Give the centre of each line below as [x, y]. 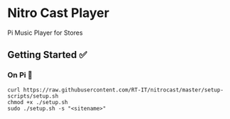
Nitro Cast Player [59, 13]
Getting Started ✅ [47, 55]
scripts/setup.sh [33, 96]
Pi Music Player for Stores [45, 33]
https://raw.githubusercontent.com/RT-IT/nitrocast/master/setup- [123, 90]
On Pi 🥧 [20, 75]
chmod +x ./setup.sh [38, 102]
